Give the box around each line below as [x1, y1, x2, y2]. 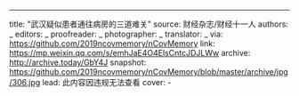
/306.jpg [9, 77, 41, 87]
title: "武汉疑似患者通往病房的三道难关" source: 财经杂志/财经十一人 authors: [9, 19, 289, 29]
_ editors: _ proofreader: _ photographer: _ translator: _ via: [9, 28, 223, 39]
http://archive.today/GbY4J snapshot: [9, 57, 147, 68]
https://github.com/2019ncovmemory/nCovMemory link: [9, 38, 215, 49]
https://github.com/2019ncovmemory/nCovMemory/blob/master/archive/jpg [9, 67, 289, 76]
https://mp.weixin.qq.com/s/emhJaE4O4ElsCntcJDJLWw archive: [9, 48, 251, 58]
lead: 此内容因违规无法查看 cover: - [42, 77, 172, 87]
